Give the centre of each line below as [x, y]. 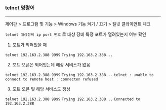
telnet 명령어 [20, 7]
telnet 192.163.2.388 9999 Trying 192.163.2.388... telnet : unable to [80, 75]
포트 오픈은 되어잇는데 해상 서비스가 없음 [51, 65]
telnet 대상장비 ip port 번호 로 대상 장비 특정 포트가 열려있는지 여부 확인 [76, 34]
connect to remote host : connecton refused [52, 80]
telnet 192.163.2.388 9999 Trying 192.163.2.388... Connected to [73, 99]
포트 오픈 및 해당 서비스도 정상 [41, 89]
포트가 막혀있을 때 [29, 45]
